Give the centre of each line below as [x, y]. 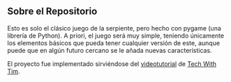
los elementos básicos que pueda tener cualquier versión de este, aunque [114, 43]
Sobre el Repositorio [52, 11]
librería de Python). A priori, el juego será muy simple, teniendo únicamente [116, 35]
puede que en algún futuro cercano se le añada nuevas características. [110, 50]
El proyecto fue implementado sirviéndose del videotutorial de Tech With [112, 64]
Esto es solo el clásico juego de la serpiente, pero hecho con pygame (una [114, 28]
